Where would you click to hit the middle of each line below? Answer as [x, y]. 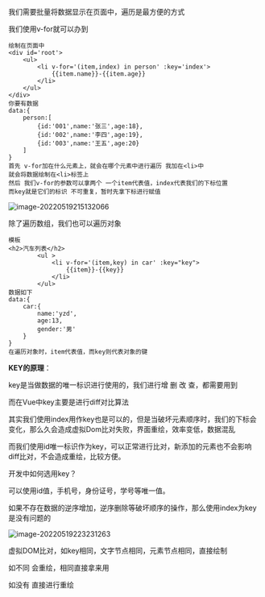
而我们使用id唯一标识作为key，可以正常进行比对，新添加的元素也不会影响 [130, 446]
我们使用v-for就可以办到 [48, 29]
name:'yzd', [58, 313]
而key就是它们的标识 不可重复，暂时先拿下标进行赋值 [85, 192]
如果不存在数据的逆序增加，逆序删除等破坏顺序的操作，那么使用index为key [132, 508]
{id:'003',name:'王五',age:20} [89, 143]
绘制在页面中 [27, 46]
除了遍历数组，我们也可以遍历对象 [65, 223]
